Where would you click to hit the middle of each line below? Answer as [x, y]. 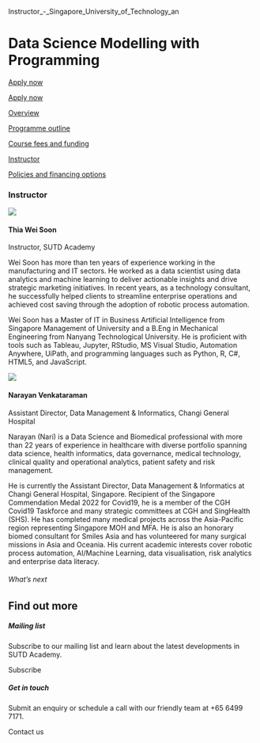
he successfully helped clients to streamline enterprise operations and [122, 296]
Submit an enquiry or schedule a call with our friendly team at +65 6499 [126, 707]
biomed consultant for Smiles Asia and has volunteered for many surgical [127, 536]
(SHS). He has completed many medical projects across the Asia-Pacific [126, 519]
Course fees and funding [49, 143]
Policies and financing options [57, 174]
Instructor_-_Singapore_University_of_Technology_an [94, 11]
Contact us [26, 731]
